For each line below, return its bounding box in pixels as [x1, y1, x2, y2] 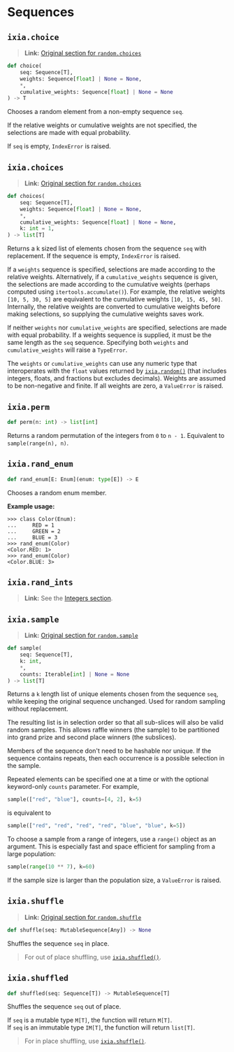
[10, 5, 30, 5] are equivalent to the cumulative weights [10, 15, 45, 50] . [7, 295, 224, 304]
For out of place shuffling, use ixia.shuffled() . [24, 953, 162, 961]
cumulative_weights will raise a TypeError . [7, 346, 128, 354]
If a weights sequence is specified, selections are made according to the [7, 265, 215, 273]
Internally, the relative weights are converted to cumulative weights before [7, 302, 221, 311]
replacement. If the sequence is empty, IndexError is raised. [7, 252, 180, 260]
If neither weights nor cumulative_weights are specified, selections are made [7, 323, 227, 332]
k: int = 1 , [20, 225, 54, 232]
